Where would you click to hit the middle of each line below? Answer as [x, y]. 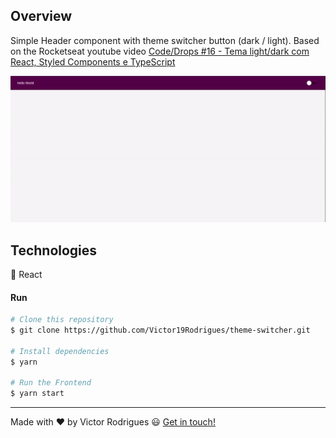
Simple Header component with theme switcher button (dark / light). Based [165, 40]
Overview [41, 16]
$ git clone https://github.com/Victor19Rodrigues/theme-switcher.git [160, 330]
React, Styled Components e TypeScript [93, 61]
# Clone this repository [62, 320]
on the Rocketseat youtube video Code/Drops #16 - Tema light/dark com [160, 51]
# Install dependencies [60, 351]
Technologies [54, 250]
